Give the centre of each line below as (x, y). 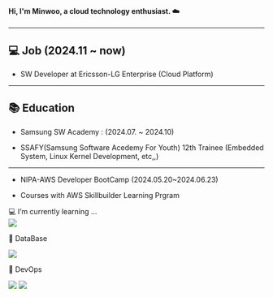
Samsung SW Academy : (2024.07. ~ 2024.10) (97, 131)
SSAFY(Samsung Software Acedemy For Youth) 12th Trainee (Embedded (142, 147)
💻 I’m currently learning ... (53, 211)
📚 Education (42, 108)
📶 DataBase (28, 238)
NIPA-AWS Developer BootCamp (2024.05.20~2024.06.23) (119, 179)
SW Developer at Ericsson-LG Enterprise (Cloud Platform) (117, 74)
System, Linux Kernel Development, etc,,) (89, 156)
